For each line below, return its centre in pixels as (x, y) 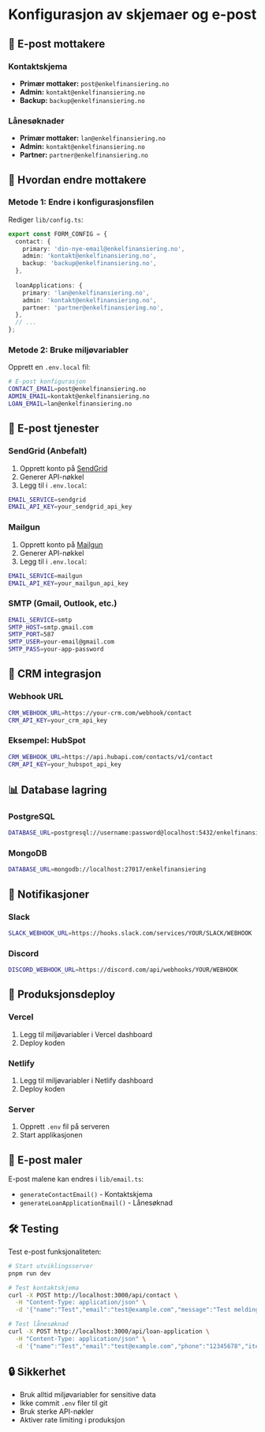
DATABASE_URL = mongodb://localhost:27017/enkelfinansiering (107, 870)
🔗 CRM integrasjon (55, 674)
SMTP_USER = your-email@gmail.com (61, 642)
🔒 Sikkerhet (37, 1372)
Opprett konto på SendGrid (63, 468)
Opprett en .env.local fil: (49, 367)
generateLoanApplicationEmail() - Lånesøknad (96, 1203)
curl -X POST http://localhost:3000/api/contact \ (93, 1295)
